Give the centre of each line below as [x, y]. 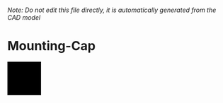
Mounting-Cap [51, 46]
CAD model [24, 17]
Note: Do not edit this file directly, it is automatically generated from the [112, 10]
